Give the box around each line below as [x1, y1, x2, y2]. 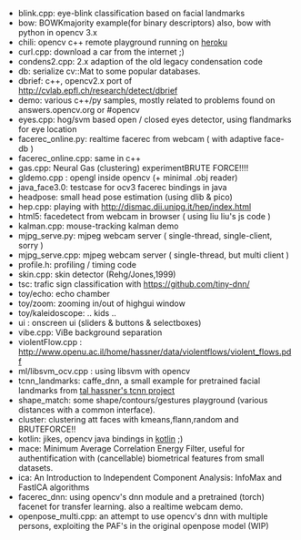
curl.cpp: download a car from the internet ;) [17, 46, 185, 57]
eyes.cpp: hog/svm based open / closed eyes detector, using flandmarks [17, 114, 292, 125]
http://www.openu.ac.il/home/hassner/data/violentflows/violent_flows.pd [17, 346, 292, 357]
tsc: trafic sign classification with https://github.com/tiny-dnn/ [17, 279, 250, 290]
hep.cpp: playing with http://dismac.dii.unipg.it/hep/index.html [17, 201, 252, 212]
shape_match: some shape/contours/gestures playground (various [17, 395, 268, 405]
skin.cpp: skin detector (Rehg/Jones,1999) [17, 269, 176, 280]
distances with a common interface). [17, 404, 156, 415]
